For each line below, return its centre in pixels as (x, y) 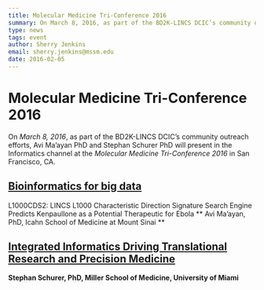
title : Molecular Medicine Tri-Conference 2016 (88, 15)
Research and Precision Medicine (92, 259)
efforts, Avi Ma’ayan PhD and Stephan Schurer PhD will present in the (120, 145)
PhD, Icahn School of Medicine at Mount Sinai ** (86, 222)
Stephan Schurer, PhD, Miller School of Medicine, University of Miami (124, 278)
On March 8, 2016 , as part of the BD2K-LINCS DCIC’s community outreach (128, 136)
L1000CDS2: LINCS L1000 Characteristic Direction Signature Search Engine (130, 205)
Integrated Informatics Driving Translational (118, 247)
